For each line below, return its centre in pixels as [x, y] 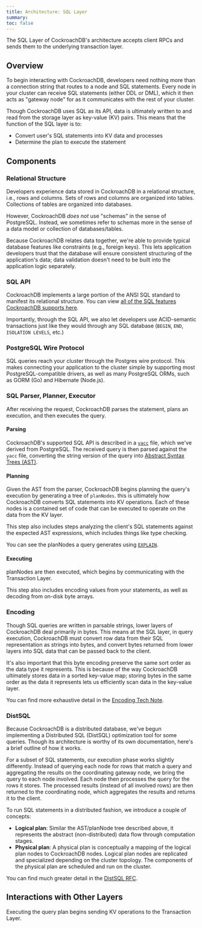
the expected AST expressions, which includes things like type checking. [97, 533]
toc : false [20, 23]
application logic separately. [41, 266]
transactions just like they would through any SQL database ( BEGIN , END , [95, 326]
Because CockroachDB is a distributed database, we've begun [84, 729]
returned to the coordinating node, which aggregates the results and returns [101, 792]
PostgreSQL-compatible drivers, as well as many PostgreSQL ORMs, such [98, 374]
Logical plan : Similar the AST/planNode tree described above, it [94, 828]
